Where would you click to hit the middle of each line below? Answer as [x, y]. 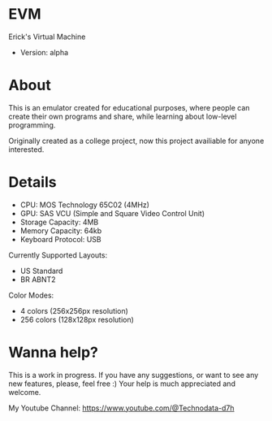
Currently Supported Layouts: [58, 255]
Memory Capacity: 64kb [61, 230]
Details [32, 182]
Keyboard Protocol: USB [60, 239]
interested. [26, 149]
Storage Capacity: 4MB [59, 222]
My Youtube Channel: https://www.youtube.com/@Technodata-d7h [121, 408]
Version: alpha [44, 52]
